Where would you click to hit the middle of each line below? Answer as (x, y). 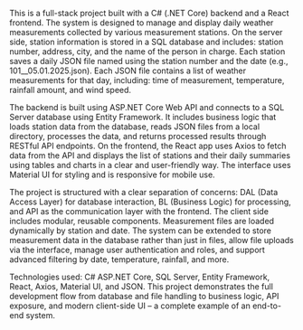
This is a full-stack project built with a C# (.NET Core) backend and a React (149, 13)
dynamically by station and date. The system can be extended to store (141, 231)
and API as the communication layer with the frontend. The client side (139, 211)
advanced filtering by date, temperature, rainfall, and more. (119, 259)
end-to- (267, 306)
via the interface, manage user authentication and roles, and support (137, 250)
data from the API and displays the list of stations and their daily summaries (150, 156)
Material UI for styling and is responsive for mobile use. (112, 174)
